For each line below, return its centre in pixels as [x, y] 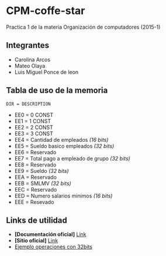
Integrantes [28, 45]
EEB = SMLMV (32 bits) [43, 183]
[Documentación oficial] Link [50, 234]
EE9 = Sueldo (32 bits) [41, 170]
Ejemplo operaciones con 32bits [53, 247]
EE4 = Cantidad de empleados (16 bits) [61, 139]
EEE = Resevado [34, 202]
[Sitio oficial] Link [36, 241]
